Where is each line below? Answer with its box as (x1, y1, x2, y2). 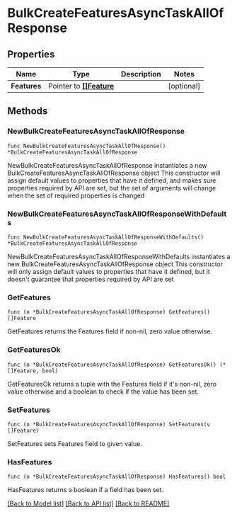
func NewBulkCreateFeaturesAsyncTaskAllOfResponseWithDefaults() (7, 234, 204, 241)
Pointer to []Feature (48, 81, 115, 91)
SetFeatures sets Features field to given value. (7, 439, 143, 447)
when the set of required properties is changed (7, 191, 145, 200)
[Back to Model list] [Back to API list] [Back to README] (7, 499, 170, 508)
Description (120, 69, 161, 79)
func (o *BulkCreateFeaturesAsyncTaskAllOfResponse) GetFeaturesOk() (7, 361, 217, 368)
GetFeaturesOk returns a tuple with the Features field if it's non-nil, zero (7, 379, 217, 388)
